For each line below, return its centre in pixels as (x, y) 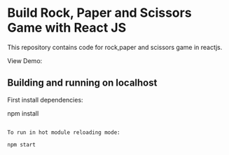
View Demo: (25, 60)
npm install (23, 113)
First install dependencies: (45, 100)
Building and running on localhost (82, 83)
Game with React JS (67, 28)
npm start (22, 144)
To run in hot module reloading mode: (64, 132)
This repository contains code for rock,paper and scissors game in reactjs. (115, 47)
